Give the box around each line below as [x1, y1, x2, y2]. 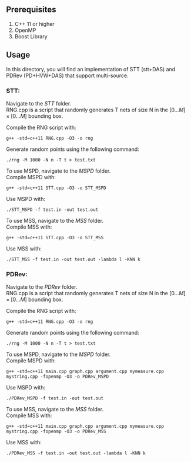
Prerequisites [6, 5, 56, 15]
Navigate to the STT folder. [6, 100, 72, 107]
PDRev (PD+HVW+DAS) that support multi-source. [6, 72, 129, 79]
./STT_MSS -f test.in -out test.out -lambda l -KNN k [6, 256, 141, 262]
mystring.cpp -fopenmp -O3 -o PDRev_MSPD [6, 374, 109, 379]
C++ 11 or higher [14, 20, 55, 27]
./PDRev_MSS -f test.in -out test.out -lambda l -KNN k [6, 450, 146, 456]
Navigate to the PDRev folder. [6, 283, 78, 291]
